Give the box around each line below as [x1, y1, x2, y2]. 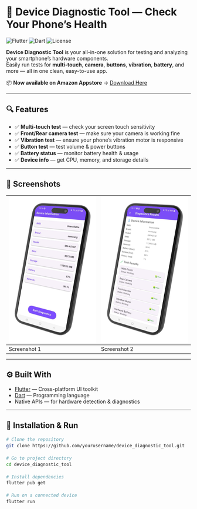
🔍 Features [6, 105, 49, 115]
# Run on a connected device [6, 493, 77, 498]
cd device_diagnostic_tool [6, 461, 72, 467]
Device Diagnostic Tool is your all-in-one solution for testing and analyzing [6, 48, 188, 55]
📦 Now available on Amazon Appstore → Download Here [6, 79, 148, 86]
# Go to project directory [6, 455, 72, 461]
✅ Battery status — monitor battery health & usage [14, 149, 139, 156]
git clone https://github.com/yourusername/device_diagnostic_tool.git [6, 443, 185, 449]
